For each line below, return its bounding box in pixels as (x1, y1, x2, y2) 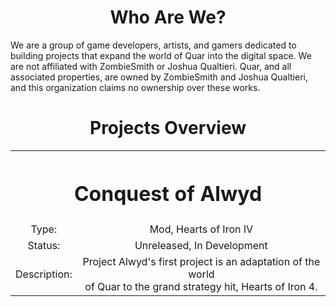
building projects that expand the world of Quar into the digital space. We (10, 49, 312, 61)
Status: (27, 239, 61, 253)
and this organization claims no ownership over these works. (10, 81, 261, 93)
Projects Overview (89, 117, 247, 140)
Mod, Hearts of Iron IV (149, 222, 254, 236)
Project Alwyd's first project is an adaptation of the (82, 255, 321, 269)
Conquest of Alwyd (73, 181, 263, 206)
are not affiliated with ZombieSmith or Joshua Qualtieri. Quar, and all (10, 60, 292, 72)
